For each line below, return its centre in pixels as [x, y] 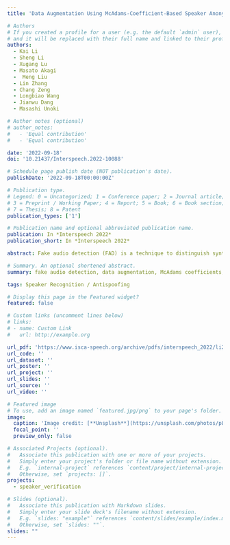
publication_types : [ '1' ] [44, 216]
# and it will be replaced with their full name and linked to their [108, 38]
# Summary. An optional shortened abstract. [72, 266]
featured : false [30, 303]
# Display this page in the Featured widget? [73, 297]
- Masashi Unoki [36, 109]
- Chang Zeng [32, 90]
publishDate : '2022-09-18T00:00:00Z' [61, 178]
